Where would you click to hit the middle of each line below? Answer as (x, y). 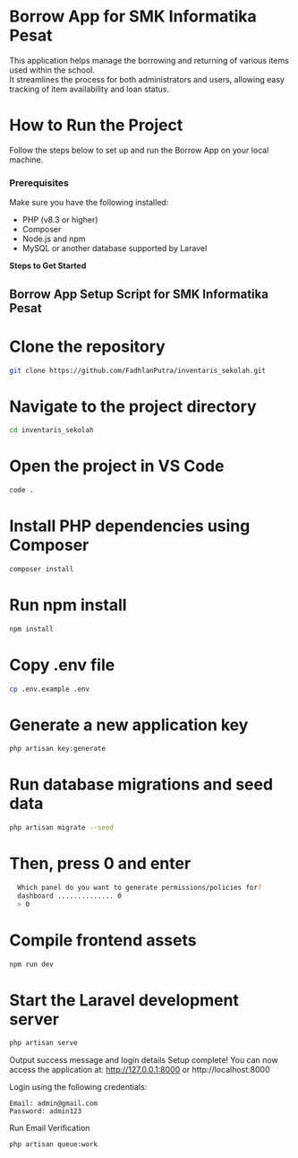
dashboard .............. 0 (70, 896)
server (34, 1019)
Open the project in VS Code (117, 466)
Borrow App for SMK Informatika (133, 17)
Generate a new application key (129, 725)
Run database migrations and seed (141, 784)
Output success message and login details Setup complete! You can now (144, 1060)
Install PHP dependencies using (130, 526)
